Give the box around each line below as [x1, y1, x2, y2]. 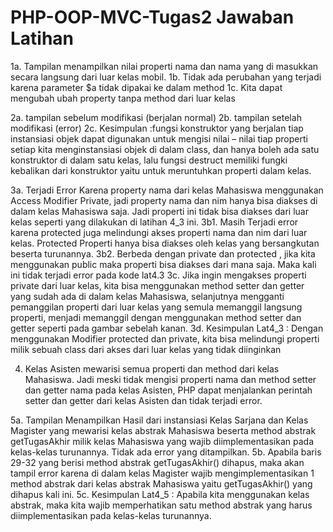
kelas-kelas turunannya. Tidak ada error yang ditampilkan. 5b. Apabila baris [10, 446, 322, 458]
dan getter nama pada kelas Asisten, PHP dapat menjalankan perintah [24, 384, 313, 396]
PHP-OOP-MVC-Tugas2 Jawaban [10, 6, 295, 29]
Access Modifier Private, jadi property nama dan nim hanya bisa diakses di [10, 194, 318, 206]
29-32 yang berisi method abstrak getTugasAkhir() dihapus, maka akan [10, 456, 305, 468]
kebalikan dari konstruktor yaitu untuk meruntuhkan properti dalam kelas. [10, 164, 312, 176]
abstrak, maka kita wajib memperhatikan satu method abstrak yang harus [10, 499, 313, 511]
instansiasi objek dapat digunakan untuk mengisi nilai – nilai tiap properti [10, 132, 308, 145]
